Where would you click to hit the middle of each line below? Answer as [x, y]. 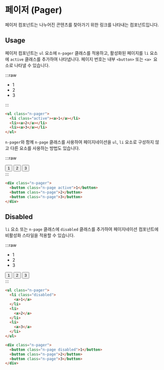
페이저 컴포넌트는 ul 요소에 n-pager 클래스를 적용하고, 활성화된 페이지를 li [77, 53]
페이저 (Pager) [34, 10]
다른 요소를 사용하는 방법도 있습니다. [45, 148]
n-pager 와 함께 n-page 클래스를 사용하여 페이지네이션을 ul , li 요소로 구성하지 [80, 142]
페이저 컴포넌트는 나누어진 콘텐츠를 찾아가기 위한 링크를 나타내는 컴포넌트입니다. [82, 25]
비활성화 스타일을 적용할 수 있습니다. [40, 235]
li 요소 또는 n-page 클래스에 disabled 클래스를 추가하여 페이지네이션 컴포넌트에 [82, 229]
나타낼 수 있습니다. [32, 65]
